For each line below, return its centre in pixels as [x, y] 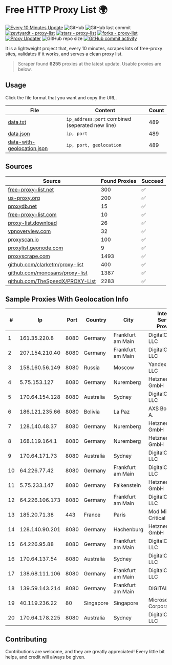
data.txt [17, 122]
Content [105, 110]
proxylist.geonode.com [36, 248]
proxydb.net [23, 206]
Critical [157, 518]
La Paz [122, 412]
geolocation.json [28, 148]
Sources [19, 167]
